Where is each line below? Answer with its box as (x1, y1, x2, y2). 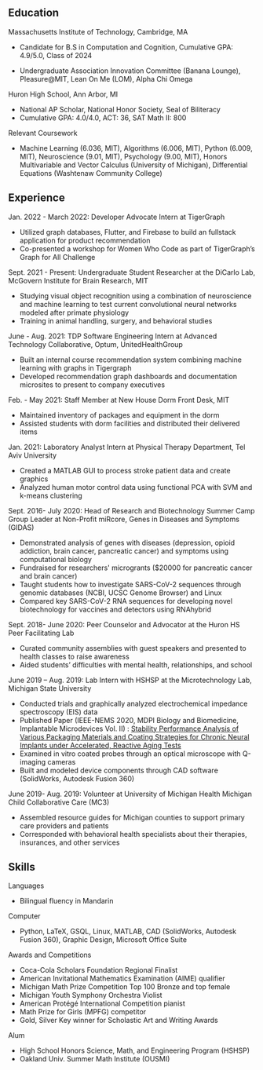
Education (8, 6, 60, 20)
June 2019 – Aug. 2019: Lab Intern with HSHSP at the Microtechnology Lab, (8, 675, 253, 685)
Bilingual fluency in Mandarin (19, 897, 114, 906)
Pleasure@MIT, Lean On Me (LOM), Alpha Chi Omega (19, 74, 193, 83)
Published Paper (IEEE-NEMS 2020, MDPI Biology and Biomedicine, (19, 715, 239, 725)
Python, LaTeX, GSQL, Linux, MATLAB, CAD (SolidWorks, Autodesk (19, 926, 237, 937)
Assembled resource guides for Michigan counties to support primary (19, 813, 245, 822)
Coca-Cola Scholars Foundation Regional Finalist (19, 966, 178, 975)
